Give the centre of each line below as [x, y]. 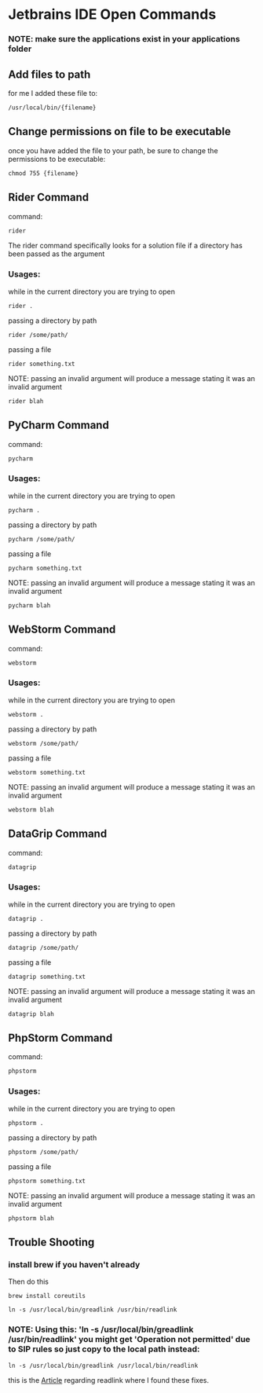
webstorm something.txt [47, 772]
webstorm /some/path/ [44, 743]
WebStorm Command [62, 630]
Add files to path [49, 74]
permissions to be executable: [57, 159]
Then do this [29, 1281]
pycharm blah [29, 605]
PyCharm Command [59, 425]
